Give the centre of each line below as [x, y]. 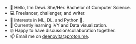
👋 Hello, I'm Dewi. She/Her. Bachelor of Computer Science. [70, 8]
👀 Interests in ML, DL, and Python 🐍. [47, 20]
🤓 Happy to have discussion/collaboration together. [63, 30]
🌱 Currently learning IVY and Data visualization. [59, 25]
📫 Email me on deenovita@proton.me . [50, 36]
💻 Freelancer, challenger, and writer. [48, 13]
